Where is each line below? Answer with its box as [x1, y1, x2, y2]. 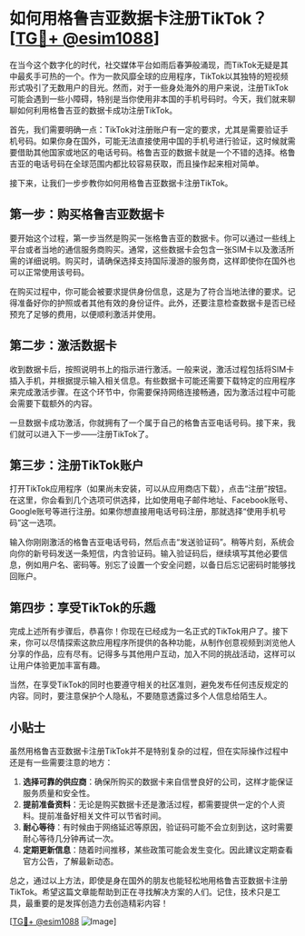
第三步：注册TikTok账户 [9, 457, 144, 473]
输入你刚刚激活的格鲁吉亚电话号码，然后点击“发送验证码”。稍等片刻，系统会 [9, 537, 295, 548]
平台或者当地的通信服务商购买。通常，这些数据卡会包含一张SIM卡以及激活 [9, 244, 287, 254]
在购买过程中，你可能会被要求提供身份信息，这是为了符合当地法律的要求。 [9, 285, 288, 296]
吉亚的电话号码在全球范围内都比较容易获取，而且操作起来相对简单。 [9, 158, 264, 169]
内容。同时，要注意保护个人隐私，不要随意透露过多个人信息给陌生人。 [9, 691, 272, 702]
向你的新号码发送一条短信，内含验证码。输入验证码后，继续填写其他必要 [9, 548, 280, 559]
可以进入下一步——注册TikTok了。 [25, 428, 154, 439]
